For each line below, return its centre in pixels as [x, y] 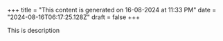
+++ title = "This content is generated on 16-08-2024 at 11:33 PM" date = [112, 10]
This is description [34, 30]
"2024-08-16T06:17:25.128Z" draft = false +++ [74, 17]
